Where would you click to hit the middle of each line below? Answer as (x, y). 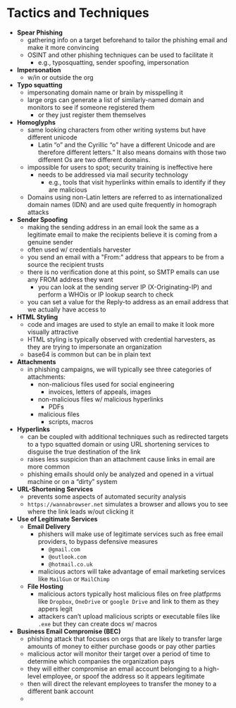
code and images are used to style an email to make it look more (121, 324)
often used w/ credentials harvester (79, 249)
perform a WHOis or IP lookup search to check (106, 294)
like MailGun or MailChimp (74, 578)
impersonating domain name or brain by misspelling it (105, 92)
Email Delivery (49, 526)
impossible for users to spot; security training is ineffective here (120, 167)
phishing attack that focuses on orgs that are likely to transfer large (125, 638)
